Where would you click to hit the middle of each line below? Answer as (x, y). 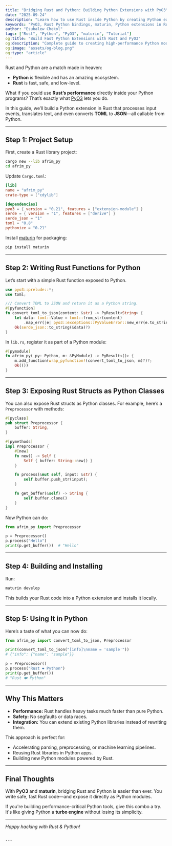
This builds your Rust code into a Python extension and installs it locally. (81, 598)
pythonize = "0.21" (26, 228)
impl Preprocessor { (27, 447)
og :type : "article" (26, 53)
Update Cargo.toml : (26, 176)
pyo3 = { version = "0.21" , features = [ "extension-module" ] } (74, 209)
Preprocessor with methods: (35, 409)
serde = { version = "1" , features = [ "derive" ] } (60, 214)
